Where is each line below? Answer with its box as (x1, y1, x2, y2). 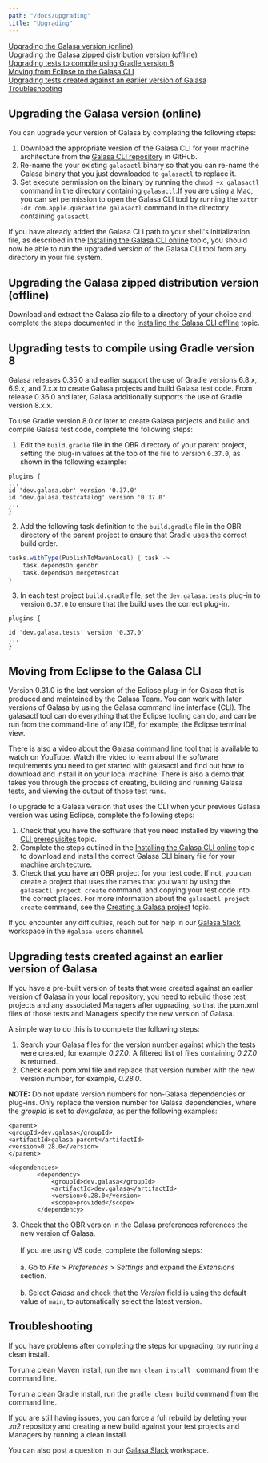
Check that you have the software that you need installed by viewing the (19, 826, 258, 836)
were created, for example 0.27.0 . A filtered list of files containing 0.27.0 (19, 1048, 258, 1058)
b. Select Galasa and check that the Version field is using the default (19, 1288, 246, 1297)
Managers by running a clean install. (8, 1429, 128, 1439)
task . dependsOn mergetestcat (22, 569, 120, 577)
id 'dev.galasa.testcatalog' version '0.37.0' (8, 493, 166, 501)
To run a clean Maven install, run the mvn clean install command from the (8, 1365, 260, 1374)
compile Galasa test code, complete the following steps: (8, 424, 194, 434)
